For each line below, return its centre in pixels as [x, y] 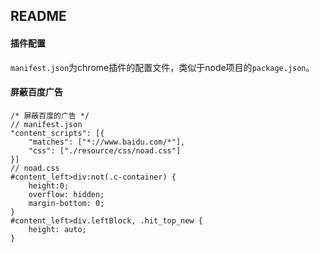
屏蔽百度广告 [36, 92]
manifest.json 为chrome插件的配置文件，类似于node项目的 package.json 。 [162, 67]
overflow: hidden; [66, 194]
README [38, 16]
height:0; [49, 185]
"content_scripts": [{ [57, 133]
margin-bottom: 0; [66, 203]
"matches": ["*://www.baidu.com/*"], [107, 142]
